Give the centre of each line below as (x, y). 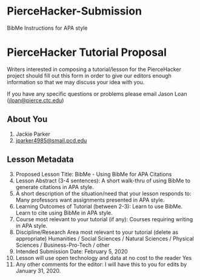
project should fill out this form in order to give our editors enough (89, 75)
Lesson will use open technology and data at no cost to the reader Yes (104, 258)
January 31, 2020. (38, 270)
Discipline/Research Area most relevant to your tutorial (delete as (97, 232)
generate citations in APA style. (55, 187)
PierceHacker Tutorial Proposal (87, 52)
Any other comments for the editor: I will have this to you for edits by (101, 264)
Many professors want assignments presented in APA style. (90, 200)
